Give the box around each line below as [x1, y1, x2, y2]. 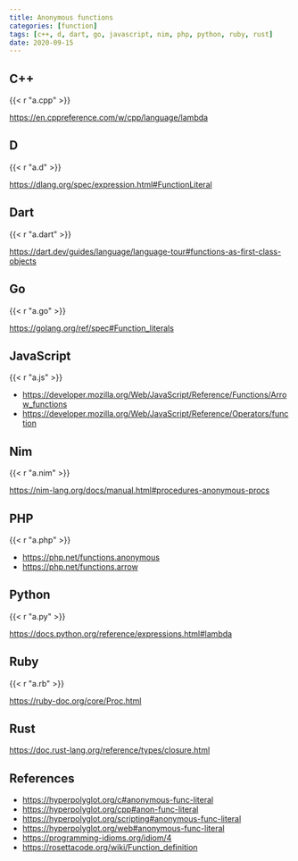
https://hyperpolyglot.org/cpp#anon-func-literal [21, 804, 199, 815]
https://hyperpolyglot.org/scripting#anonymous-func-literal [21, 814, 242, 824]
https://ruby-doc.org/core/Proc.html [9, 695, 142, 706]
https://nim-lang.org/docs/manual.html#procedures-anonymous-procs [9, 485, 270, 496]
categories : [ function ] [9, 21, 98, 30]
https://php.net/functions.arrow [21, 561, 138, 572]
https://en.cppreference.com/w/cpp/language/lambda [9, 113, 208, 123]
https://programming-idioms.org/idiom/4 [21, 832, 172, 843]
